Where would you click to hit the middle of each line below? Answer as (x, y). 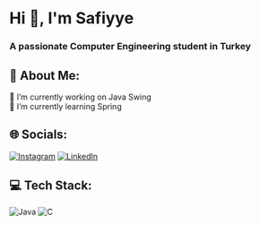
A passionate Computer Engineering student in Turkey (130, 47)
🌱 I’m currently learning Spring (66, 106)
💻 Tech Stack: (51, 186)
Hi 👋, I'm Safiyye (72, 18)
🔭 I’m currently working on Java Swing (81, 97)
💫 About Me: (45, 75)
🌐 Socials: (39, 135)
